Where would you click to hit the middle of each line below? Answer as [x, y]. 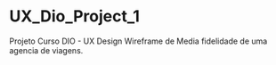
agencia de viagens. [46, 50]
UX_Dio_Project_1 [75, 16]
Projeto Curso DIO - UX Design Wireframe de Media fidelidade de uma [138, 41]
